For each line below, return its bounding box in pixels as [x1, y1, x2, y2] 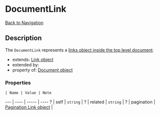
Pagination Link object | [5, 104, 53, 110]
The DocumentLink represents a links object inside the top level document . [5, 47, 154, 53]
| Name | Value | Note [5, 90, 52, 95]
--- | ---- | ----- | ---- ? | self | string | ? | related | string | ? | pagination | [5, 99, 156, 105]
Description [5, 34, 42, 42]
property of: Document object [12, 67, 73, 73]
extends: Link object [12, 57, 54, 62]
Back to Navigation [5, 20, 43, 26]
